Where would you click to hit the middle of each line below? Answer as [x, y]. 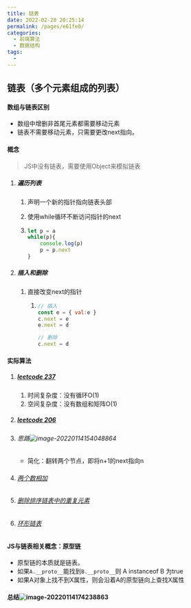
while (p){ [42, 237]
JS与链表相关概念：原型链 [44, 546]
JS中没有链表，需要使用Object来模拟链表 [82, 166]
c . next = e [53, 319]
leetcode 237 [36, 377]
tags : [15, 52]
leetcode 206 [36, 420]
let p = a [42, 231]
